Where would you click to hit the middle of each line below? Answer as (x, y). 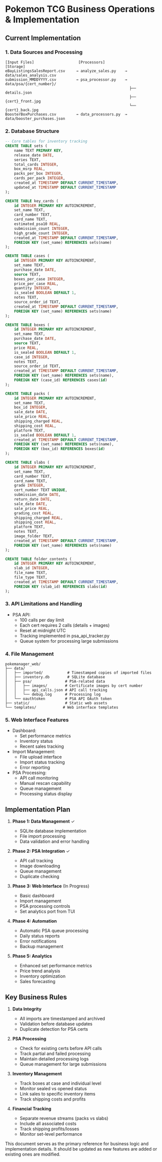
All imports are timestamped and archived (62, 1019)
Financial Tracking (32, 1109)
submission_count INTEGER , (42, 228)
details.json (19, 93)
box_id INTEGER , (31, 407)
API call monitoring (39, 778)
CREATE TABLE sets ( (27, 146)
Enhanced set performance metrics (56, 966)
